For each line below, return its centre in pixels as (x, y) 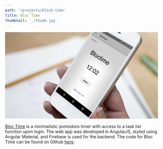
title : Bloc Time (23, 15)
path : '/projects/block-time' (36, 10)
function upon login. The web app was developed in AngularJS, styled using (81, 132)
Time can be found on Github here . (40, 142)
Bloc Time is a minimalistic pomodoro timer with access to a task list (73, 127)
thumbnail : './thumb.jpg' (31, 20)
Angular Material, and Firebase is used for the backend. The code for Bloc (79, 137)
